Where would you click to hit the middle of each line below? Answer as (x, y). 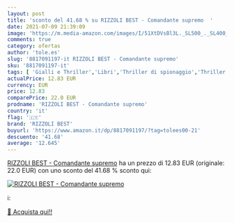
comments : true (29, 40)
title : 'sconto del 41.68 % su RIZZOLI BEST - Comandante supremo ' (110, 20)
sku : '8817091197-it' (39, 66)
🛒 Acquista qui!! (30, 212)
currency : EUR (28, 85)
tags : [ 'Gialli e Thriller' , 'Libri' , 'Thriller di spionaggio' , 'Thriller (117, 72)
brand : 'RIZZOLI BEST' (40, 124)
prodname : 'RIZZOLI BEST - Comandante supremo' (78, 105)
